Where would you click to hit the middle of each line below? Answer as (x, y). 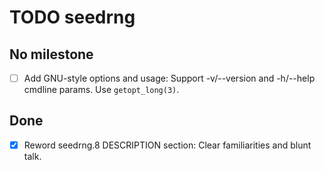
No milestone (51, 54)
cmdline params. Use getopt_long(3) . (101, 90)
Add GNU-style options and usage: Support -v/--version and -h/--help (169, 78)
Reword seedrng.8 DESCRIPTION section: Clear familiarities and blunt (167, 145)
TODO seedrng (72, 17)
